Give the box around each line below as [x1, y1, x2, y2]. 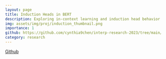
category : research [5, 35, 45, 40]
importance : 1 [5, 26, 35, 31]
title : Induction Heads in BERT [5, 12, 72, 17]
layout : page [5, 7, 32, 12]
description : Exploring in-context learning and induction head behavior [5, 16, 161, 21]
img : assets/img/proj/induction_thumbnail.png [5, 21, 103, 26]
